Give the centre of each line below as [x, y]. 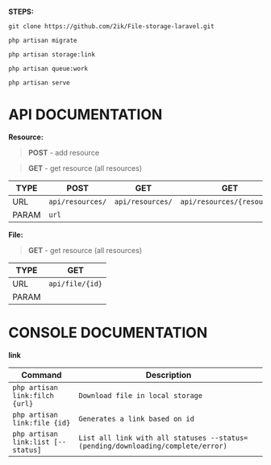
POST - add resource [63, 152]
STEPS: [21, 12]
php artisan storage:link [52, 55]
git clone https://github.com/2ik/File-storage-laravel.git [112, 27]
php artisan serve [39, 83]
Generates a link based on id [137, 419]
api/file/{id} [75, 284]
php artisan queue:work [48, 69]
